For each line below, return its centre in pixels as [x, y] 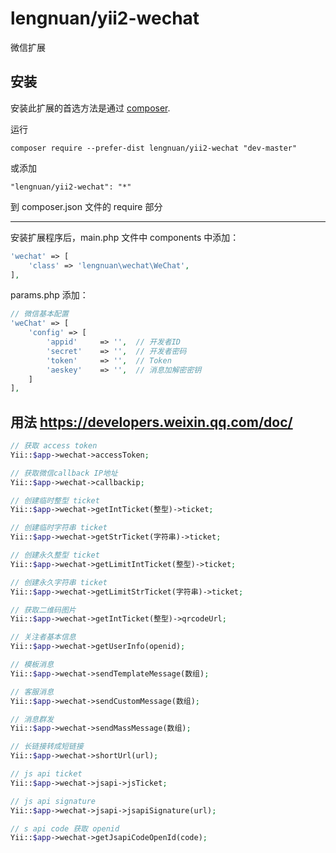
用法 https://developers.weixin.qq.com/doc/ [151, 422]
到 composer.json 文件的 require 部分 [86, 206]
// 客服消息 [32, 692]
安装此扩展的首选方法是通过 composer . [90, 108]
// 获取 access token [54, 446]
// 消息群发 [32, 719]
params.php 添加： [49, 295]
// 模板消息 [32, 665]
